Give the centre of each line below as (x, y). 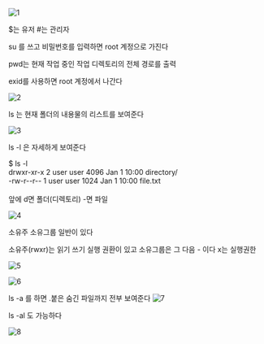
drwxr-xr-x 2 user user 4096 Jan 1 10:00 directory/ (93, 172)
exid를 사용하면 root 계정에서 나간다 (66, 81)
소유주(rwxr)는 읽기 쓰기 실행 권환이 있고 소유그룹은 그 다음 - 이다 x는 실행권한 (132, 249)
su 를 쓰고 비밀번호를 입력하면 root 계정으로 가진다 (89, 46)
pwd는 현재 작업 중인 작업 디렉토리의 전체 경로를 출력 (93, 64)
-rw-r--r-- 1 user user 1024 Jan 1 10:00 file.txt (84, 181)
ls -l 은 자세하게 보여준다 (48, 147)
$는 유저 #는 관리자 (39, 29)
